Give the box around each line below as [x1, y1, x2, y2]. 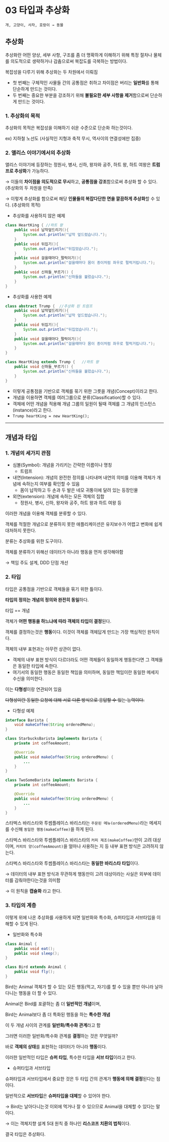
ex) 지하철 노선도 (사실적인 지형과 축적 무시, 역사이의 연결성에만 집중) [5, 136, 141, 142]
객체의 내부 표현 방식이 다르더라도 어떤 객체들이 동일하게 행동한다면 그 [12, 656, 150, 663]
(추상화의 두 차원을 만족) [5, 185, 53, 191]
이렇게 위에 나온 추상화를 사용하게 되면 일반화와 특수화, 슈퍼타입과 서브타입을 [5, 914, 156, 920]
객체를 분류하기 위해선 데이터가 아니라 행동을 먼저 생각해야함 [5, 549, 124, 555]
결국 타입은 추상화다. [5, 1131, 46, 1137]
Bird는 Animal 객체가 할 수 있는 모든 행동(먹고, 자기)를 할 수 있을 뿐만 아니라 [5, 984, 154, 990]
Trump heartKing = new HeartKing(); [12, 413, 90, 418]
